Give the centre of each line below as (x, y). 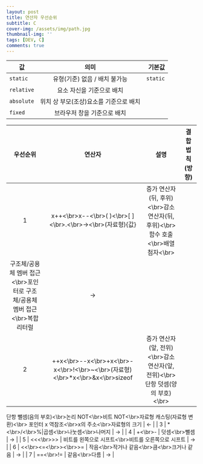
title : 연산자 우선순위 (32, 18)
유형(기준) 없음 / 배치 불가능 (90, 79)
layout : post (23, 12)
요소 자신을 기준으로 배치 (90, 90)
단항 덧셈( (158, 384)
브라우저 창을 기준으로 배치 (90, 113)
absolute (22, 101)
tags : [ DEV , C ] (25, 40)
